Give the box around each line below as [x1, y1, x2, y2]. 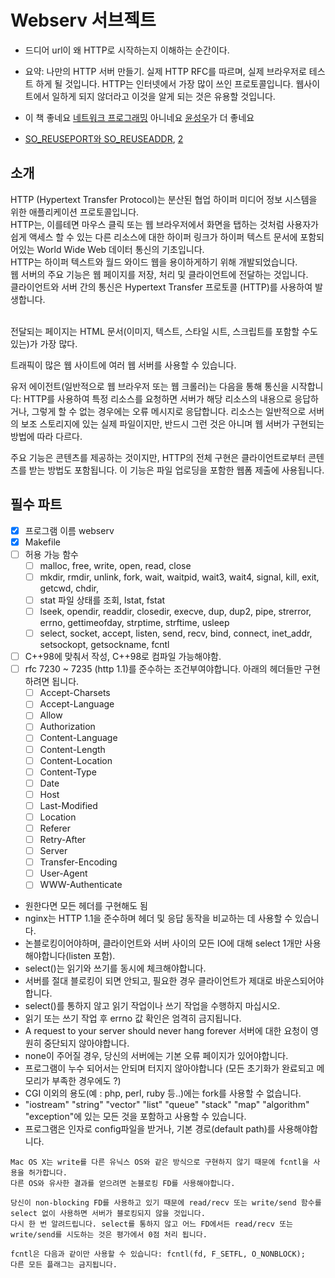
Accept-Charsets [39, 687, 111, 699]
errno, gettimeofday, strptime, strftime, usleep [39, 617, 230, 628]
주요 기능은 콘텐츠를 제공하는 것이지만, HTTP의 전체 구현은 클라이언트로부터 [10, 451, 307, 463]
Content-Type [39, 766, 97, 778]
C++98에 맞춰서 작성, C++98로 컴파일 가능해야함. [24, 651, 222, 663]
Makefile [24, 536, 61, 548]
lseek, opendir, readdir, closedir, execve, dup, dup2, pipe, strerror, [39, 605, 312, 617]
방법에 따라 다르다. [10, 430, 83, 442]
